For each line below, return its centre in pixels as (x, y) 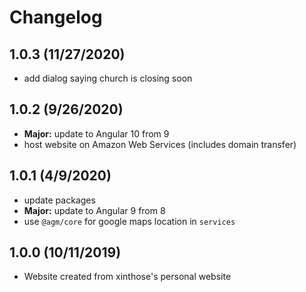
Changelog (56, 17)
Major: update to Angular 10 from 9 (96, 133)
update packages (59, 200)
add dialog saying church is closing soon (108, 78)
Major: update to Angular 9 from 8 (94, 210)
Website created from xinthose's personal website (127, 277)
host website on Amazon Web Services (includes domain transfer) (160, 144)
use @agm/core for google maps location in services (129, 221)
